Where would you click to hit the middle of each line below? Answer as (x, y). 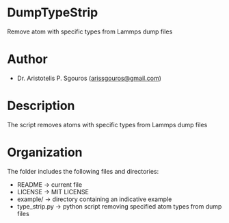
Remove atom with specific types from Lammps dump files (90, 31)
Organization (45, 153)
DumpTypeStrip (53, 13)
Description (41, 106)
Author (27, 59)
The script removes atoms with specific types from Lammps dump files (107, 124)
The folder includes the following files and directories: (83, 171)
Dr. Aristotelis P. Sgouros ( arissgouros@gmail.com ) (89, 78)
